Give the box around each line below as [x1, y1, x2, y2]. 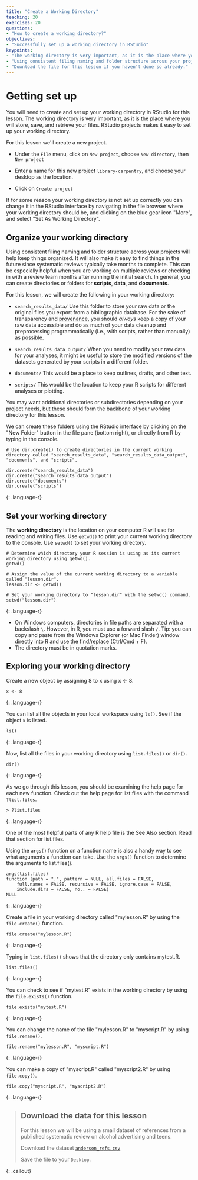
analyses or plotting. [14, 387, 65, 394]
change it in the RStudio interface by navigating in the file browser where [6, 202, 183, 210]
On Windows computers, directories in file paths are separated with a [14, 619, 183, 626]
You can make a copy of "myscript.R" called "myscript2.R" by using [6, 1065, 171, 1072]
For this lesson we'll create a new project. [6, 139, 107, 146]
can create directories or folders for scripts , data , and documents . [6, 279, 169, 287]
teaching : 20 [6, 14, 38, 20]
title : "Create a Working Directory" [6, 8, 99, 15]
